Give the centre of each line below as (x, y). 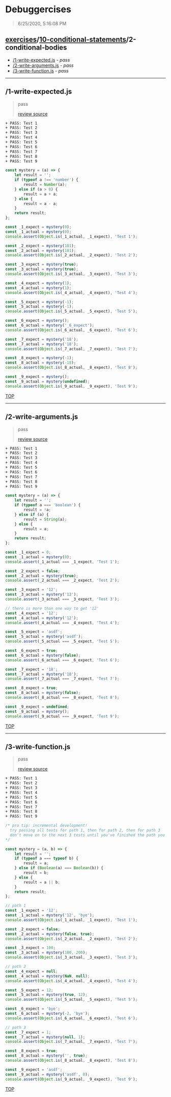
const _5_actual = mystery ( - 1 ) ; (39, 307)
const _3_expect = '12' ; (32, 590)
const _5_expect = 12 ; (29, 990)
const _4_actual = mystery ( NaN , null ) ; (48, 976)
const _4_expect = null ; (32, 971)
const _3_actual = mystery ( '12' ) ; (42, 594)
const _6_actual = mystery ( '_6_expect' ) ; (50, 325)
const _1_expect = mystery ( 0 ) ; (38, 227)
